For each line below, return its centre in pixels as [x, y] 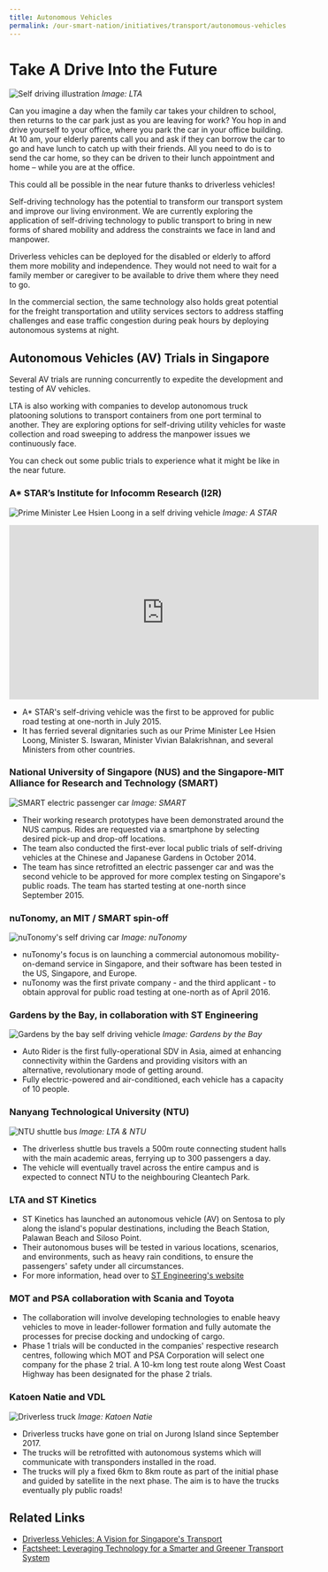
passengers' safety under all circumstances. [103, 1266]
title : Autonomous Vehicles [61, 17]
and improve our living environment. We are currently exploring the [131, 211]
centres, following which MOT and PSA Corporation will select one [143, 1355]
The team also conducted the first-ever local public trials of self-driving [152, 848]
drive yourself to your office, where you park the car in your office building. [146, 130]
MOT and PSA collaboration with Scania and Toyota [122, 1298]
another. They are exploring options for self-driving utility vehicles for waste [147, 425]
